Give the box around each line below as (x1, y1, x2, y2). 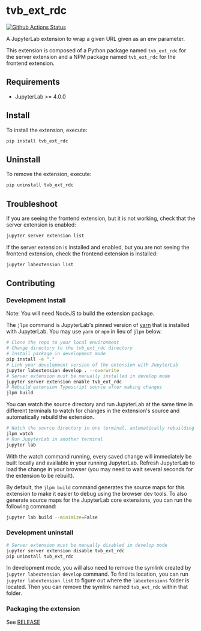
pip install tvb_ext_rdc (6, 138, 68, 144)
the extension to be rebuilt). (6, 472, 75, 479)
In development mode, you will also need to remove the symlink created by (6, 564, 191, 572)
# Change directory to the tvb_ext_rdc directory (6, 345, 133, 352)
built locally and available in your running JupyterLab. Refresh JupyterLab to (6, 459, 195, 466)
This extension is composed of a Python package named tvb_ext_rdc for (6, 46, 187, 54)
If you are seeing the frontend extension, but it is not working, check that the (6, 215, 196, 222)
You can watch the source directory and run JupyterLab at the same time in (6, 401, 193, 408)
